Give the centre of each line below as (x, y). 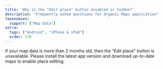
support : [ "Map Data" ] (33, 23)
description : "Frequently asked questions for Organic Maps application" (82, 14)
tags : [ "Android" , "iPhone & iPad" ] (47, 32)
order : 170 (21, 37)
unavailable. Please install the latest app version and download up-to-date (80, 56)
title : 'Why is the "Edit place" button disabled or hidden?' (70, 10)
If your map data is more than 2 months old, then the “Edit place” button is (80, 51)
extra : (12, 28)
